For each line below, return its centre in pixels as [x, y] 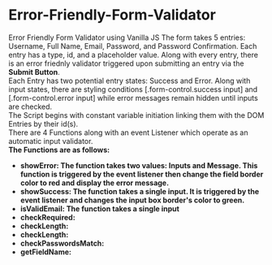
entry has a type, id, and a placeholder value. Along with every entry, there [133, 54]
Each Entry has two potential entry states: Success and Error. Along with [130, 80]
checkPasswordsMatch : [62, 243]
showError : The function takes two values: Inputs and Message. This [139, 165]
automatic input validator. [51, 141]
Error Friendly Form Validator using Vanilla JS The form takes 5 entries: [127, 37]
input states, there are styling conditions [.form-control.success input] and [133, 89]
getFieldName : [45, 252]
